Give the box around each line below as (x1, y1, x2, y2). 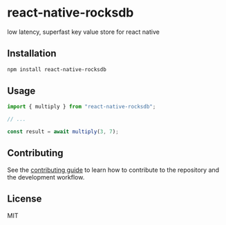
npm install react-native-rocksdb (7, 66, 107, 73)
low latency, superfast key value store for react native (7, 28, 160, 36)
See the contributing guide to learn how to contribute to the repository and (7, 166, 220, 174)
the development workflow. (7, 173, 85, 181)
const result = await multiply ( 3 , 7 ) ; (7, 128, 119, 135)
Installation (7, 48, 57, 59)
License (7, 193, 42, 205)
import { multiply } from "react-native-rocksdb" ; (7, 104, 156, 110)
